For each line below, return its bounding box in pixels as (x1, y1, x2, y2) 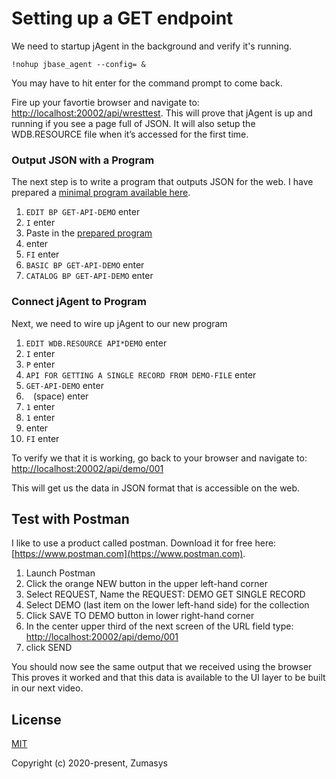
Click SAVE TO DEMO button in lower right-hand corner (25, 610, 255, 622)
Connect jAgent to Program (11, 295, 147, 309)
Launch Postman (25, 567, 96, 579)
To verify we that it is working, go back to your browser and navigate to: (11, 452, 308, 464)
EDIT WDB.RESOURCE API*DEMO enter (25, 337, 168, 349)
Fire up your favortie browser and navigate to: (11, 96, 200, 108)
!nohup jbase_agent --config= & (11, 59, 146, 69)
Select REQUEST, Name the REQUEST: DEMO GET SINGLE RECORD (25, 588, 306, 601)
